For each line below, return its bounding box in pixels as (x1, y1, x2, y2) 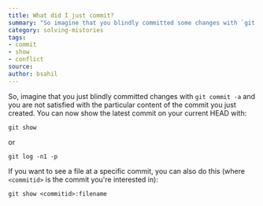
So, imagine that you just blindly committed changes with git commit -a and (8, 91, 256, 101)
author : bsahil (8, 70, 58, 78)
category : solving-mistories (8, 26, 104, 34)
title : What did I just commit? (8, 11, 114, 20)
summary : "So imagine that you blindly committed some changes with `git (8, 19, 256, 27)
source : (8, 63, 34, 71)
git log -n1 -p (8, 153, 58, 160)
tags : (8, 33, 26, 42)
